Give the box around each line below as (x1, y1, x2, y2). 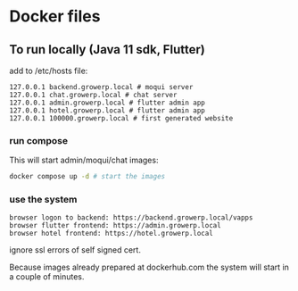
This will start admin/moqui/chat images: (9, 154, 159, 166)
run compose (9, 134, 69, 146)
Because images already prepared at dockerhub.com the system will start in (9, 262, 290, 273)
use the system (9, 194, 78, 206)
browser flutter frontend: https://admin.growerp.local (9, 221, 221, 230)
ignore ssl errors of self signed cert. (9, 245, 141, 255)
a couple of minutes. (9, 271, 85, 282)
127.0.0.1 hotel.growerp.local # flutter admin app (9, 106, 205, 115)
